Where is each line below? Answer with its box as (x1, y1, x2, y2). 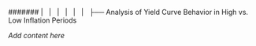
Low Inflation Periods (8, 16, 77, 25)
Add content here (8, 31, 65, 40)
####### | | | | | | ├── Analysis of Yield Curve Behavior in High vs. (8, 8, 249, 16)
